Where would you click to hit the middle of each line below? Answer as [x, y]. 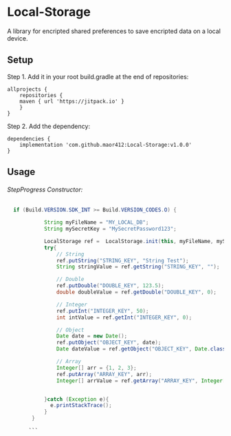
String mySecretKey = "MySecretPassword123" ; [110, 229]
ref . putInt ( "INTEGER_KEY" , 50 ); [102, 311]
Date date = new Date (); [92, 336]
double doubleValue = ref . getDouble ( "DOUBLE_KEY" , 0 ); [136, 292]
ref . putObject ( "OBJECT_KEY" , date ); [109, 343]
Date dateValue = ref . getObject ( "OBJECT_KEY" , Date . [133, 349]
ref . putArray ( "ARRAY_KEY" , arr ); [104, 374]
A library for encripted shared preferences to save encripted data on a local [114, 31]
